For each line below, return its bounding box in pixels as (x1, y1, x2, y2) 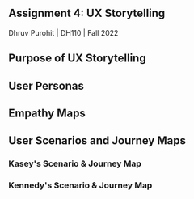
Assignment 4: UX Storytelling (8, 6, 166, 20)
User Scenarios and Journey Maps (8, 133, 186, 148)
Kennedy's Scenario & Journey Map (8, 180, 153, 191)
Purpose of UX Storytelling (8, 52, 147, 66)
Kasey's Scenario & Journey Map (8, 158, 141, 169)
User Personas (8, 78, 85, 92)
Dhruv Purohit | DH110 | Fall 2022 (8, 28, 119, 37)
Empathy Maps (8, 106, 86, 120)
